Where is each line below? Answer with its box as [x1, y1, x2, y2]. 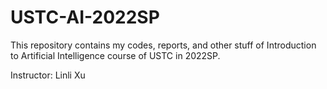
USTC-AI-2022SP [10, 6, 160, 29]
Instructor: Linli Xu [10, 69, 86, 81]
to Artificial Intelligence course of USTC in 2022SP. [10, 49, 221, 61]
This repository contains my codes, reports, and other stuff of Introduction [10, 39, 317, 51]
